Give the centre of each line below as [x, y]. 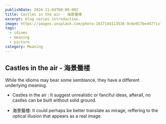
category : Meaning [24, 47]
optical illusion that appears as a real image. [57, 116]
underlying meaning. [26, 85]
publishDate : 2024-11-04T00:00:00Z [42, 10]
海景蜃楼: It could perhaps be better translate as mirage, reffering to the [85, 111]
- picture [20, 42]
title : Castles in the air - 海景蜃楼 [44, 14]
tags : [11, 28]
